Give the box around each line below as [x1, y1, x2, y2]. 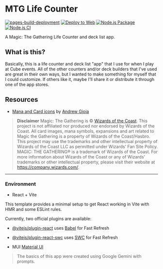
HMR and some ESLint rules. [5, 206, 62, 212]
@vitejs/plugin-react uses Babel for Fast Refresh [12, 225, 110, 231]
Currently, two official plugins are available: [5, 216, 92, 222]
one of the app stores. [5, 81, 49, 87]
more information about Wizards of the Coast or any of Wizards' [16, 154, 146, 159]
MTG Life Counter [5, 3, 78, 15]
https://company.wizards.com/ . [16, 164, 80, 170]
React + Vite [12, 191, 37, 197]
